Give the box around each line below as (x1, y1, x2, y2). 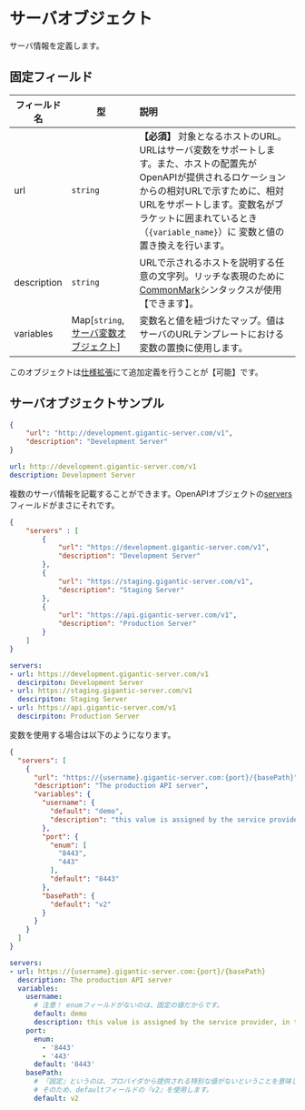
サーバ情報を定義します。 (9, 40, 104, 51)
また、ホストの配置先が (156, 156, 257, 169)
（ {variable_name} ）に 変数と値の (139, 225, 285, 237)
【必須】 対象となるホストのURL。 (139, 129, 288, 142)
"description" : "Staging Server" (57, 585, 184, 594)
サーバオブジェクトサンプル (9, 396, 165, 411)
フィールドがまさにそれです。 (9, 499, 120, 510)
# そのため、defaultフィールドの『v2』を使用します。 (33, 1085, 213, 1095)
